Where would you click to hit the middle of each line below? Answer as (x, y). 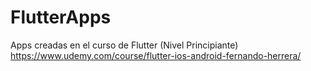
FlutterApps (61, 17)
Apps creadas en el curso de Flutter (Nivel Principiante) (124, 45)
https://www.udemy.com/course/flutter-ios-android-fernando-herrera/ (156, 55)
